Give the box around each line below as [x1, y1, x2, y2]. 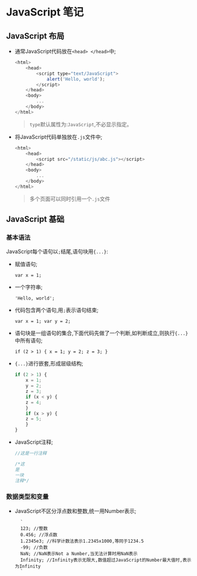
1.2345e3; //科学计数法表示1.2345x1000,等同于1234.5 [20, 538, 144, 544]
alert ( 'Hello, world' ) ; [46, 76, 105, 82]
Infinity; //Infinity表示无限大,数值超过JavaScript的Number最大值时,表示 [20, 557, 192, 563]
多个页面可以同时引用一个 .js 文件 [29, 195, 111, 202]
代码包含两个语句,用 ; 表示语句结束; [14, 307, 99, 314]
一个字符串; [14, 284, 43, 291]
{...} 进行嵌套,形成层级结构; [14, 360, 83, 367]
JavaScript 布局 [6, 31, 65, 41]
